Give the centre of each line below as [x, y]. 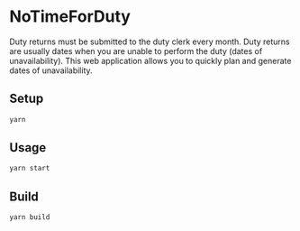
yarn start [30, 169]
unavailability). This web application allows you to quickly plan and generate [150, 60]
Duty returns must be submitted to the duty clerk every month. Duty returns [150, 42]
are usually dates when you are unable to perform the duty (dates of [136, 51]
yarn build [30, 217]
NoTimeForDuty [70, 17]
